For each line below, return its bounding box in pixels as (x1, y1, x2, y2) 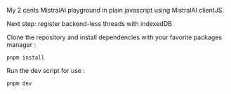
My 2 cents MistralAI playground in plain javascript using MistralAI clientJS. (6, 6, 224, 14)
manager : (6, 41, 37, 48)
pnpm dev (6, 80, 32, 87)
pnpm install (6, 54, 45, 61)
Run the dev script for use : (6, 67, 86, 74)
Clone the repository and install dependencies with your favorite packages (6, 33, 223, 41)
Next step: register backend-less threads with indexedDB (6, 20, 173, 27)
